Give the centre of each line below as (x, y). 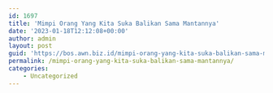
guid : (17, 53)
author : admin (32, 38)
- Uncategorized (51, 76)
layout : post (30, 46)
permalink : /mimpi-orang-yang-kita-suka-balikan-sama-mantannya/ (121, 61)
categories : (28, 69)
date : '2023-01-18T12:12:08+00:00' (69, 31)
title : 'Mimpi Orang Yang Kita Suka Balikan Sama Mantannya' (114, 23)
